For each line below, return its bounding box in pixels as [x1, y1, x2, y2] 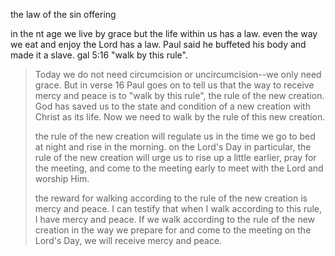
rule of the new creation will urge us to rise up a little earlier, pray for [34, 152, 317, 163]
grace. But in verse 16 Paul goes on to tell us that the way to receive [34, 79, 315, 91]
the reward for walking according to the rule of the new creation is [34, 192, 308, 204]
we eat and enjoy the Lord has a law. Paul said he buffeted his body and [10, 39, 307, 50]
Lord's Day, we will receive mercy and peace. [34, 235, 223, 246]
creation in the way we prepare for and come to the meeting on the [34, 224, 312, 236]
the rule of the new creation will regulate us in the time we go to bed [34, 130, 316, 142]
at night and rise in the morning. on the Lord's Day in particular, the [34, 141, 312, 153]
